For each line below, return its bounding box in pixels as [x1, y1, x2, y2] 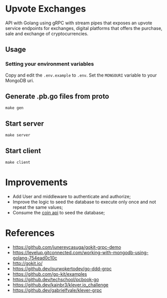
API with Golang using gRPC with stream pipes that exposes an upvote [5, 20, 153, 26]
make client [5, 160, 30, 165]
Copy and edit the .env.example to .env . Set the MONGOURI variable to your [5, 72, 157, 78]
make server [5, 133, 30, 138]
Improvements [5, 177, 68, 188]
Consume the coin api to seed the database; [12, 210, 105, 215]
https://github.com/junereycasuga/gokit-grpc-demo [12, 244, 121, 250]
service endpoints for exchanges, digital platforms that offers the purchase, [5, 25, 163, 31]
